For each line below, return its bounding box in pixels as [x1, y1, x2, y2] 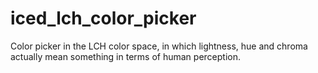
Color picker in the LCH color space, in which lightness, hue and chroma [10, 40, 308, 52]
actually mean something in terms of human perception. [10, 50, 241, 62]
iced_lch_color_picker [10, 7, 197, 30]
